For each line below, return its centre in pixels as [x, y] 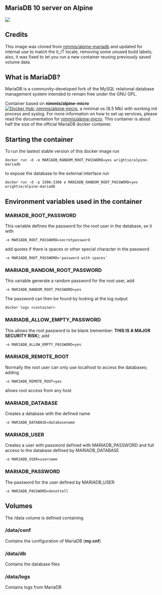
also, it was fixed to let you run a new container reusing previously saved [78, 57]
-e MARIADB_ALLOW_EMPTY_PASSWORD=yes [43, 344]
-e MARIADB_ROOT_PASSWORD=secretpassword [48, 240]
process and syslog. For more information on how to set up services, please [81, 114]
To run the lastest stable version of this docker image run [62, 151]
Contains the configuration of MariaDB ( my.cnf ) [53, 541]
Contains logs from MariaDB [33, 587]
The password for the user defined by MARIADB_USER [60, 482]
